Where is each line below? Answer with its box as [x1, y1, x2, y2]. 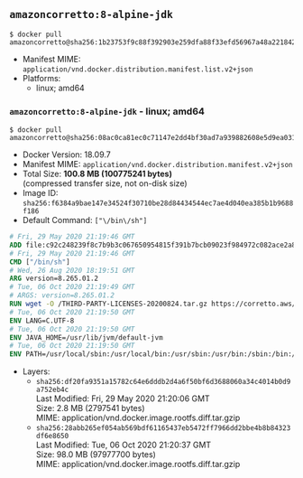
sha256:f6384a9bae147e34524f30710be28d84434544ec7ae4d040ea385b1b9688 [22, 199, 294, 208]
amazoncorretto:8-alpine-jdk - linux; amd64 [9, 105, 206, 117]
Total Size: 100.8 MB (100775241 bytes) [22, 168, 173, 180]
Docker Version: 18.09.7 [22, 149, 111, 160]
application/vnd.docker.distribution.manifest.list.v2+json [22, 64, 253, 74]
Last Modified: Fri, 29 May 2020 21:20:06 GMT [35, 393, 210, 404]
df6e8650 [35, 432, 69, 441]
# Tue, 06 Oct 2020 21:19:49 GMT [9, 283, 135, 292]
